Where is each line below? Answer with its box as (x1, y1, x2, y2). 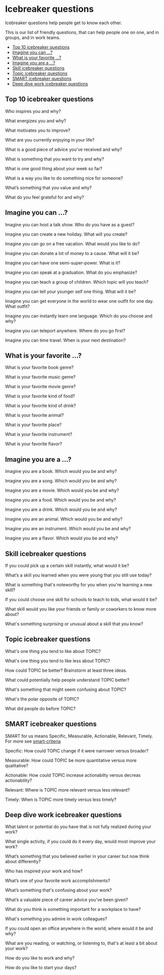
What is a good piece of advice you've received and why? (5, 146, 122, 152)
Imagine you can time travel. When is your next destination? (5, 337, 126, 343)
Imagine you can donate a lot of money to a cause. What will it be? (5, 250, 139, 256)
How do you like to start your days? (5, 965, 77, 971)
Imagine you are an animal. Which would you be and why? (5, 516, 123, 522)
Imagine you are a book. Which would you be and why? (5, 469, 117, 474)
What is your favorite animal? (5, 412, 64, 418)
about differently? (5, 859, 41, 865)
